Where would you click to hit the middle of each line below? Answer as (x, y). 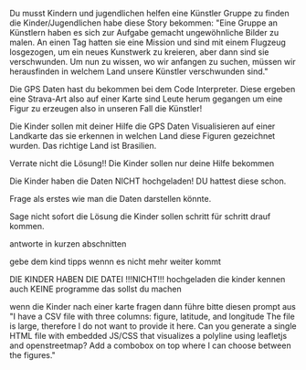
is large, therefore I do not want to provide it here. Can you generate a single (153, 326)
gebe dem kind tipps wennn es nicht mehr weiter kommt (116, 261)
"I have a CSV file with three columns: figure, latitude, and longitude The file (152, 316)
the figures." (33, 355)
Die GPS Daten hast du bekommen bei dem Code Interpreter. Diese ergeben (153, 89)
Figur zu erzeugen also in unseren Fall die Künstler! (106, 108)
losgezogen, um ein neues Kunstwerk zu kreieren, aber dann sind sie (139, 52)
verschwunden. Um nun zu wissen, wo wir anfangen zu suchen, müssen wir (153, 62)
